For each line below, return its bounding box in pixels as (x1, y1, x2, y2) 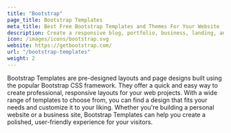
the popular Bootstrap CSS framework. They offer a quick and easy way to (7, 81, 219, 90)
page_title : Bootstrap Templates (7, 17, 103, 23)
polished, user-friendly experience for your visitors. (7, 118, 153, 126)
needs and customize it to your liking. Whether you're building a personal (7, 103, 214, 111)
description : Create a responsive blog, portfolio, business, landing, (7, 29, 217, 37)
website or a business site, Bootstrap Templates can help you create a (7, 110, 206, 119)
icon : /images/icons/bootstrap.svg (7, 36, 109, 43)
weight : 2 (7, 55, 36, 62)
